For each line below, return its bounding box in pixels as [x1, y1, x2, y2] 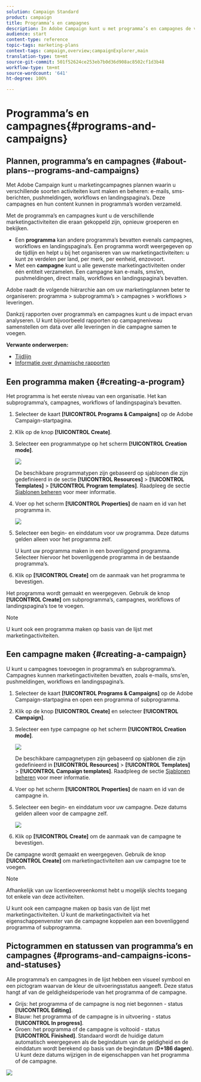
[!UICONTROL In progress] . [14, 1019, 84, 1026]
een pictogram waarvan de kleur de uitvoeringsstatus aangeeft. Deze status [6, 982, 193, 989]
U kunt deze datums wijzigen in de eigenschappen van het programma [14, 1051, 190, 1058]
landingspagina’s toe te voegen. [6, 602, 85, 609]
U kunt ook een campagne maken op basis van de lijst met [6, 905, 151, 912]
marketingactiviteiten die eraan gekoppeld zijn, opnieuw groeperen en [6, 218, 179, 225]
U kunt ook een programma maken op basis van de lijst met [6, 625, 153, 632]
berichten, [6, 194, 32, 201]
